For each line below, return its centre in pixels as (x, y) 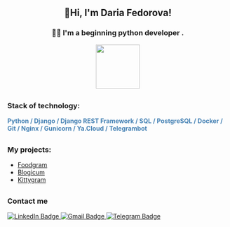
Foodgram (32, 165)
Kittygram (32, 180)
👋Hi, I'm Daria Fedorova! (118, 13)
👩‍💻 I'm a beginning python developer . (118, 33)
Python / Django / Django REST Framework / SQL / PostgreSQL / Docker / (115, 121)
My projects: (29, 150)
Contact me (28, 201)
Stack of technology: (44, 106)
